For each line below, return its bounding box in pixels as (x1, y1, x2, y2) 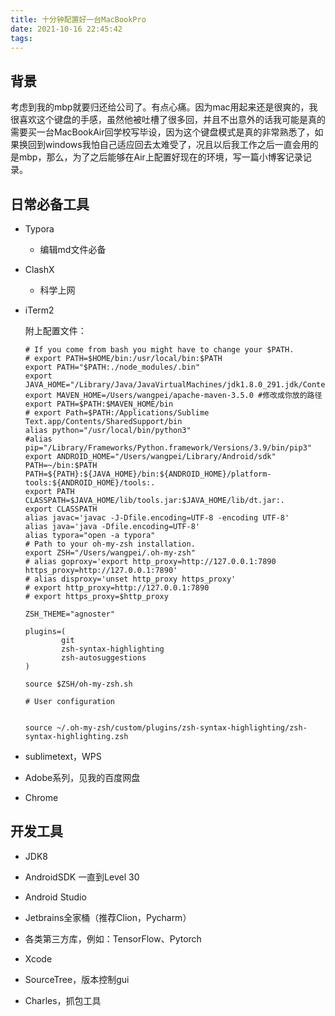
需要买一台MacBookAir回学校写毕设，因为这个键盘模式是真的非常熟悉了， (10, 126, 315, 138)
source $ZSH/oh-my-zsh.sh (24, 679, 133, 689)
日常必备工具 (10, 196, 90, 213)
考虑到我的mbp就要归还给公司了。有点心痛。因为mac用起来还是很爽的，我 (10, 101, 318, 113)
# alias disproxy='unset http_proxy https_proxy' (24, 574, 237, 584)
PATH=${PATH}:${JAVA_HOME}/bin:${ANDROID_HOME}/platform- (24, 469, 272, 479)
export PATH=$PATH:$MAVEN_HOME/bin (24, 399, 174, 409)
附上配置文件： (24, 325, 87, 336)
